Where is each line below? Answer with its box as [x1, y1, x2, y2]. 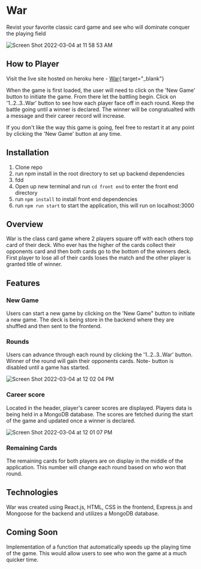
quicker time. [6, 556, 39, 563]
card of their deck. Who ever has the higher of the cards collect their [6, 242, 176, 249]
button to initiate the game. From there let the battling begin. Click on [6, 93, 176, 100]
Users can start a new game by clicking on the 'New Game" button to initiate [6, 310, 195, 317]
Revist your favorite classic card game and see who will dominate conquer [6, 23, 190, 31]
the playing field [6, 29, 46, 37]
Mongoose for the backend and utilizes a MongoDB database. [6, 510, 160, 517]
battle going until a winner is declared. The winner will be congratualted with [6, 106, 196, 113]
